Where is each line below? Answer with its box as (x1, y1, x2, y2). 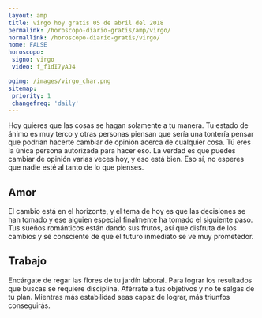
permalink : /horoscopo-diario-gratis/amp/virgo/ (8, 26, 171, 34)
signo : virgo (11, 56, 55, 64)
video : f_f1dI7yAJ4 (11, 63, 77, 71)
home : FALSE (8, 41, 47, 49)
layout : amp (8, 11, 47, 20)
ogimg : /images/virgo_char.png (8, 77, 111, 85)
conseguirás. (8, 301, 51, 310)
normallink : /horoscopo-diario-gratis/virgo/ (8, 33, 160, 42)
